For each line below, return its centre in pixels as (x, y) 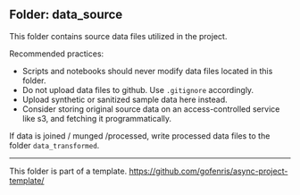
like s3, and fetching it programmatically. (97, 118)
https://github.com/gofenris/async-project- (208, 171)
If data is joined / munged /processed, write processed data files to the (140, 136)
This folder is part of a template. (68, 171)
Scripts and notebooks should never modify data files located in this (147, 71)
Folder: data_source (66, 15)
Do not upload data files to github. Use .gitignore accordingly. (138, 89)
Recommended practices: (57, 54)
